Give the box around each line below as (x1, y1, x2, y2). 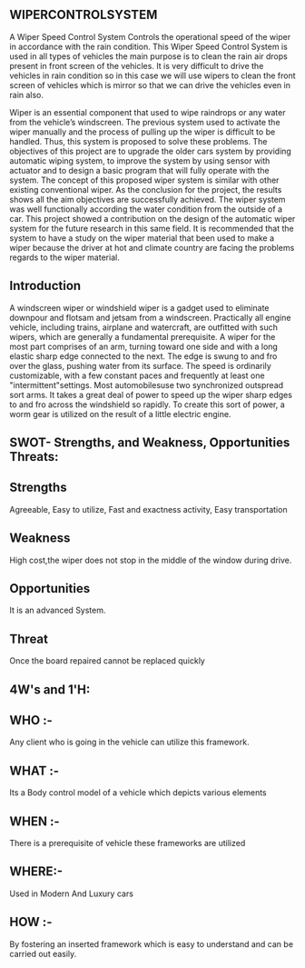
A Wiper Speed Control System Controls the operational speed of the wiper (9, 31, 291, 42)
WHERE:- (9, 863, 64, 880)
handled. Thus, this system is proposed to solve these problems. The (9, 135, 268, 146)
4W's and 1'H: (9, 682, 91, 697)
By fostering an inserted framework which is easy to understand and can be (9, 938, 293, 949)
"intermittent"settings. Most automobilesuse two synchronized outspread (9, 379, 284, 390)
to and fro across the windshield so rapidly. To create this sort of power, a (9, 399, 286, 410)
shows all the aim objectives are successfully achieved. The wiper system (9, 194, 286, 205)
